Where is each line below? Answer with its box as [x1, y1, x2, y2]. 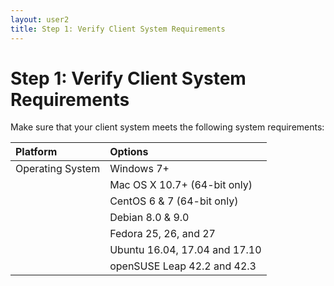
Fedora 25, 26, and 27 [109, 227, 216, 241]
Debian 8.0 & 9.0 [109, 211, 190, 225]
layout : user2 [10, 14, 70, 25]
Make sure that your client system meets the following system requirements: [10, 121, 325, 133]
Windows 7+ [109, 162, 170, 176]
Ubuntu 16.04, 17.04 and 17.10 [109, 243, 262, 257]
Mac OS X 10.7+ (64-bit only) [109, 178, 253, 192]
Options [109, 145, 149, 159]
